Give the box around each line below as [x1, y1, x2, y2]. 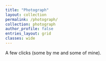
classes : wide [5, 36, 36, 41]
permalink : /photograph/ [5, 17, 58, 22]
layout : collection [5, 12, 47, 17]
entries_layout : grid [5, 31, 51, 36]
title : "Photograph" [5, 7, 49, 13]
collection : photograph [5, 21, 56, 27]
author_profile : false [5, 26, 54, 32]
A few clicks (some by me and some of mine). [5, 49, 101, 56]
